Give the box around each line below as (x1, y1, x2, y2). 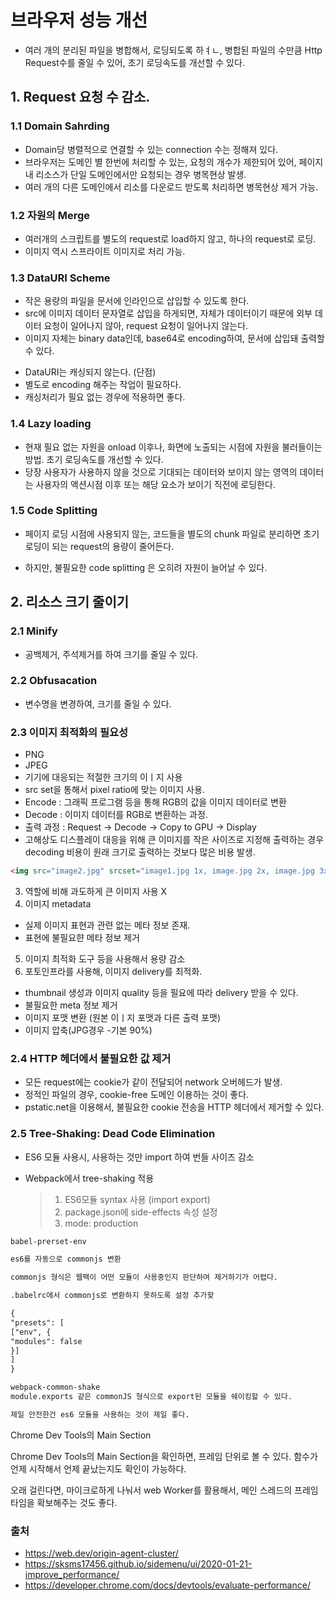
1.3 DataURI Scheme (10, 271, 111, 285)
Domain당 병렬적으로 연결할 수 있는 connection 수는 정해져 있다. (24, 143, 279, 155)
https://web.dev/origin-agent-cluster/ (24, 1547, 179, 1560)
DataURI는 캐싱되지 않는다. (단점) (24, 366, 157, 378)
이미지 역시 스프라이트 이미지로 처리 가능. (24, 245, 186, 257)
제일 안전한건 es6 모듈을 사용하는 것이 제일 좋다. (10, 1409, 190, 1420)
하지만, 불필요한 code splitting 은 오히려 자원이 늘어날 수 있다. (24, 561, 268, 573)
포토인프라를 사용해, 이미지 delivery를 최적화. (24, 965, 203, 977)
